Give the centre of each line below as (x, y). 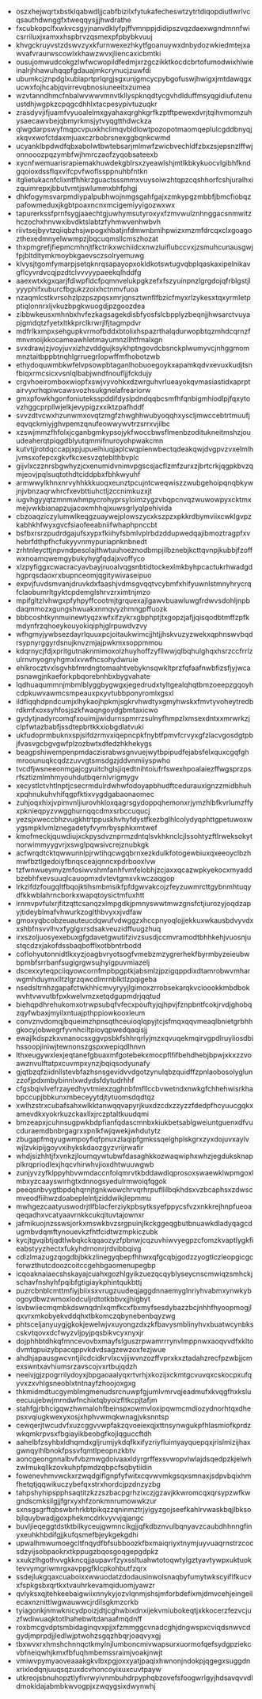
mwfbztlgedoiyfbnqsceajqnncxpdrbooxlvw (86, 861)
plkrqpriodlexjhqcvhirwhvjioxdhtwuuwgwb (85, 1164)
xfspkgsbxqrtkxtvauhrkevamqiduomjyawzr (85, 1585)
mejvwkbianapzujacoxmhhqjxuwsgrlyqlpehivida (94, 508)
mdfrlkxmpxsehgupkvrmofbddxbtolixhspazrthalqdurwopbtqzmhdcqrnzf (133, 331)
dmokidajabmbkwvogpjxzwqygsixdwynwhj (85, 1686)
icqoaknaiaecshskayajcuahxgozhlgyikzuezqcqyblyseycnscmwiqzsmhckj (134, 1274)
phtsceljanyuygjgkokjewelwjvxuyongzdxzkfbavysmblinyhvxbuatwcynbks (135, 1324)
